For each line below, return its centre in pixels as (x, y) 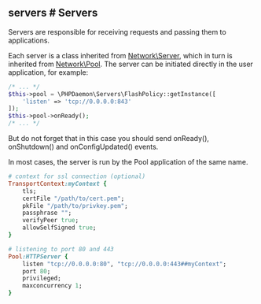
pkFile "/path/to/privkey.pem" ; (75, 206)
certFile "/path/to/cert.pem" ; (74, 198)
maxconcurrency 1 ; (52, 286)
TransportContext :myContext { (58, 184)
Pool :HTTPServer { (38, 256)
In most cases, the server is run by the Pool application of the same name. (128, 162)
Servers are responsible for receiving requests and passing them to (117, 32)
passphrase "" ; (47, 213)
